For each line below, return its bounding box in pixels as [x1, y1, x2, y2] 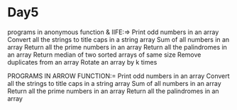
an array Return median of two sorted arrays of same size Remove [7, 50, 202, 59]
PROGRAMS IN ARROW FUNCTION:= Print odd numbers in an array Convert [7, 72, 230, 80]
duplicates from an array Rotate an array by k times [7, 57, 158, 66]
